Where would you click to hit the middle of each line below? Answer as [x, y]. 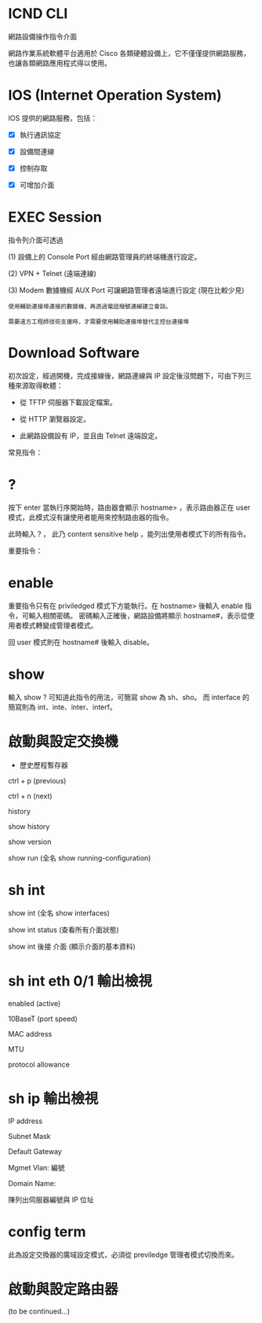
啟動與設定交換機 [64, 742]
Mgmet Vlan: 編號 [36, 1167]
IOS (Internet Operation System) [115, 96]
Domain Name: [32, 1183]
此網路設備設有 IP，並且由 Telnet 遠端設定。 [91, 436]
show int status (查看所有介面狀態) [64, 930]
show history [29, 826]
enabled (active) [35, 1003]
